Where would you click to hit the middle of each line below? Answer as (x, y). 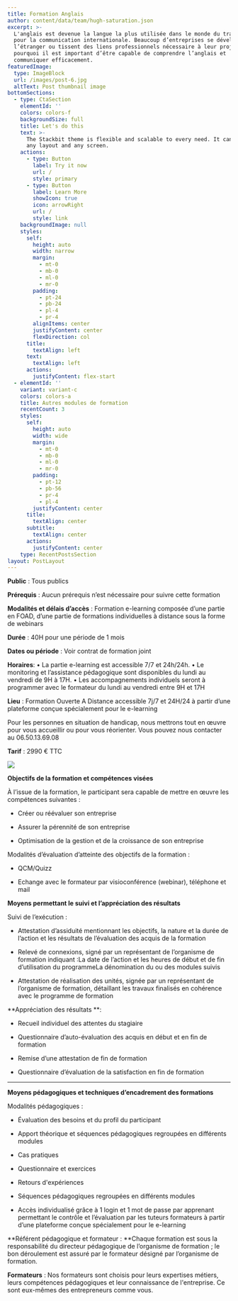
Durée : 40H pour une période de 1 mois (66, 637)
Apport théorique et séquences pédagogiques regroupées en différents (122, 1134)
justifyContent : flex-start (74, 376)
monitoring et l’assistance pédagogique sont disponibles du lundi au (107, 672)
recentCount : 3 (42, 409)
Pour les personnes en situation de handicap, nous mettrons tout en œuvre (117, 722)
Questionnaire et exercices (57, 1169)
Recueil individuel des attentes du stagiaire (80, 1023)
